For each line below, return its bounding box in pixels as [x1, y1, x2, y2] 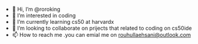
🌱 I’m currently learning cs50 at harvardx [12, 18, 114, 25]
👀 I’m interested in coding [12, 12, 76, 19]
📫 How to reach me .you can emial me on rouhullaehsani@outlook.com [12, 32, 191, 38]
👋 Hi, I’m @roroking [12, 6, 61, 12]
